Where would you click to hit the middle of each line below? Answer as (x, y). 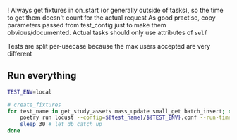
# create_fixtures (34, 105)
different (20, 53)
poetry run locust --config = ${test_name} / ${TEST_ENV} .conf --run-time (126, 118)
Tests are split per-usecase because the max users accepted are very (109, 46)
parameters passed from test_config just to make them (87, 25)
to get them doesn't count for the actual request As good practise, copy (112, 18)
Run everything (42, 76)
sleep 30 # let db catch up (61, 125)
